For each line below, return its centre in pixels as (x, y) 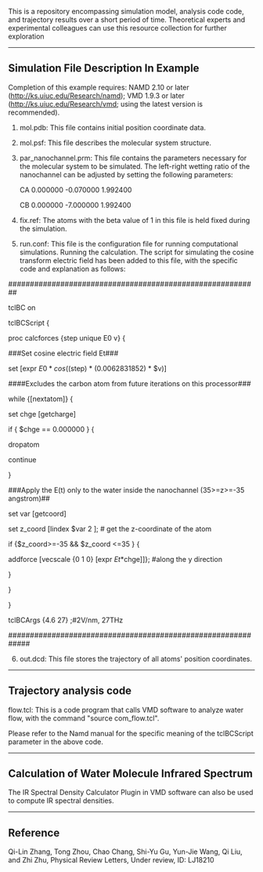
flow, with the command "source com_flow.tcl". (84, 718)
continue (22, 459)
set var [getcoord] (37, 513)
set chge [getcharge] (42, 414)
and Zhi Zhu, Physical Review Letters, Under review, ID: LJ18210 (111, 860)
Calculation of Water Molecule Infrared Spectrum (130, 773)
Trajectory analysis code (70, 691)
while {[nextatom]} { (41, 399)
